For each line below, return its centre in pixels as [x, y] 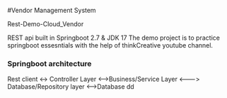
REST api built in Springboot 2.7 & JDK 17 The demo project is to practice [114, 38]
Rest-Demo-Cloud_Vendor [46, 24]
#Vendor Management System [52, 10]
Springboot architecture [50, 63]
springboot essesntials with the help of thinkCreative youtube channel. [110, 45]
